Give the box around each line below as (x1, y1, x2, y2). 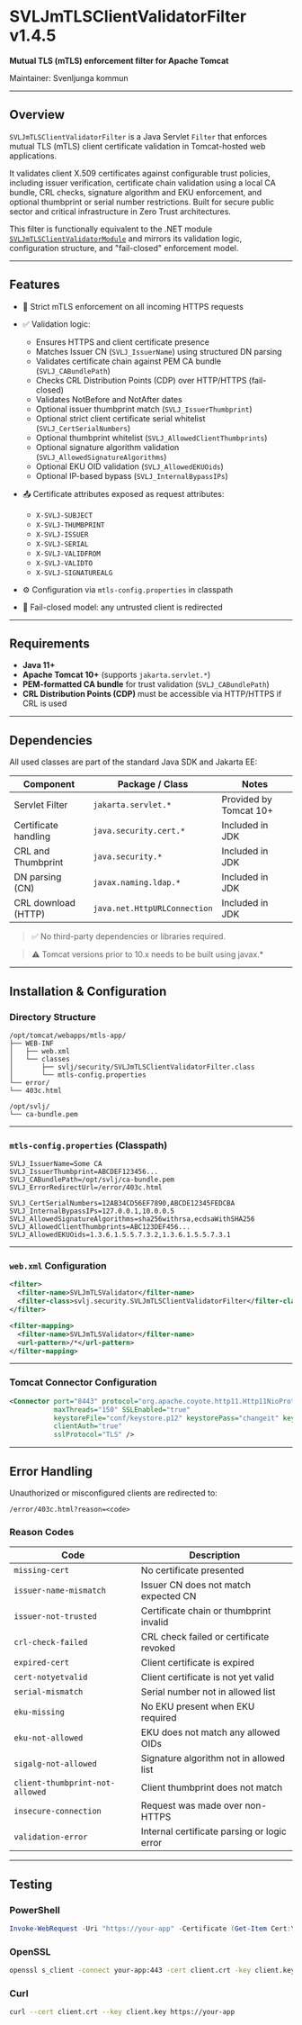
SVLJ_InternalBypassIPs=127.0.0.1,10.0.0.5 (9, 1207, 175, 1216)
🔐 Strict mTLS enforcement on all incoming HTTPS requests (22, 301, 244, 312)
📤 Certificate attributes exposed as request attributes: (22, 488, 225, 499)
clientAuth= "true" (53, 1422, 123, 1431)
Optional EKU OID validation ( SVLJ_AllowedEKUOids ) (35, 461, 225, 472)
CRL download (13, 897, 76, 909)
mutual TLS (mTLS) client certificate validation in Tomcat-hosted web (9, 140, 266, 151)
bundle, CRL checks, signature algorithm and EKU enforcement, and (9, 186, 262, 197)
